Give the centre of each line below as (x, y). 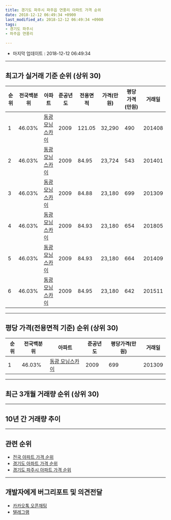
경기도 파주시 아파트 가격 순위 (42, 470)
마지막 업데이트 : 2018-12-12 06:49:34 (51, 53)
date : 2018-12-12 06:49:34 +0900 (41, 15)
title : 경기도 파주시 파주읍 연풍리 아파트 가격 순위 (53, 10)
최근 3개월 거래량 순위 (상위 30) (52, 394)
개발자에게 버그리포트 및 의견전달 (54, 492)
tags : (11, 24)
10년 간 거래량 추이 (33, 419)
